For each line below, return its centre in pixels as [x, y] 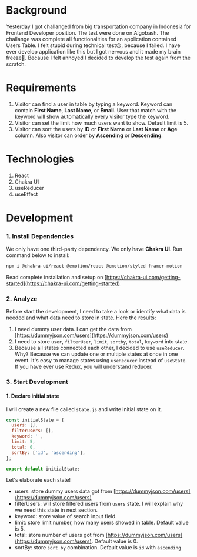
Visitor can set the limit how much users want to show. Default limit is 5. [101, 123]
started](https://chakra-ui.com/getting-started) [63, 283]
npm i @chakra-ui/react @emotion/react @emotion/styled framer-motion [94, 266]
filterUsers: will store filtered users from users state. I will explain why [99, 504]
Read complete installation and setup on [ [56, 278]
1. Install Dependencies [40, 236]
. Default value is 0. [115, 541]
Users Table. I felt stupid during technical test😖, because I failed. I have [93, 45]
